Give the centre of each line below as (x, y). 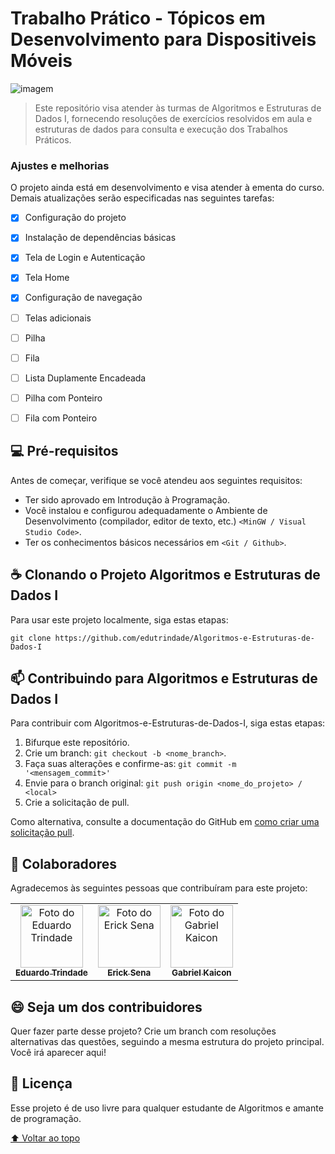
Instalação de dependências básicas (100, 238)
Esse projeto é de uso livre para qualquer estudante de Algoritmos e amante (167, 1108)
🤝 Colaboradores (64, 863)
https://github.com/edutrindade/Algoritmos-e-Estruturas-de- (184, 638)
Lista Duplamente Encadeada (85, 378)
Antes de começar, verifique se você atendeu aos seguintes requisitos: (156, 480)
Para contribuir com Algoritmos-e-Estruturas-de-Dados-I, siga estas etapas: (168, 723)
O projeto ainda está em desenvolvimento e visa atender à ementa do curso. (167, 188)
